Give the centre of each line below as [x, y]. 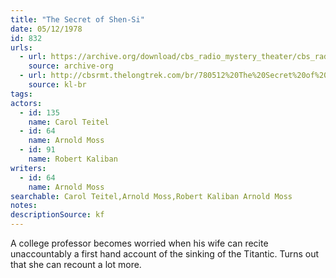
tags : [21, 94]
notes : [24, 206]
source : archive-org [71, 66]
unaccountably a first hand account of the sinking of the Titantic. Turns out [165, 254]
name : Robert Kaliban [73, 159]
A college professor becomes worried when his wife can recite [139, 243]
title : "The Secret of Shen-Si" [77, 19]
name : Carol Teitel [69, 122]
